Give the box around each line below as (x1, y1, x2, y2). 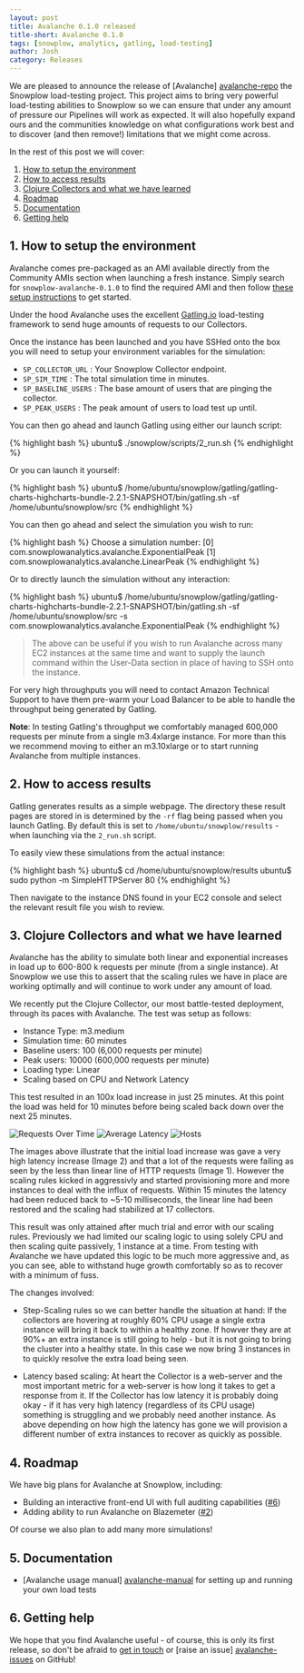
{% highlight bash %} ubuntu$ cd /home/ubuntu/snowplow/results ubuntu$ (9, 865, 292, 876)
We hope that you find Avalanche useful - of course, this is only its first (9, 1634, 275, 1645)
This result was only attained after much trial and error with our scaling (9, 1222, 275, 1232)
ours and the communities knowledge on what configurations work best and (9, 119, 295, 130)
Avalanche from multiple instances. (9, 750, 141, 761)
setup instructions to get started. (9, 292, 132, 302)
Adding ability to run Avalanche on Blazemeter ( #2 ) (22, 1507, 214, 1518)
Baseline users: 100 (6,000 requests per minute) (22, 1045, 202, 1056)
